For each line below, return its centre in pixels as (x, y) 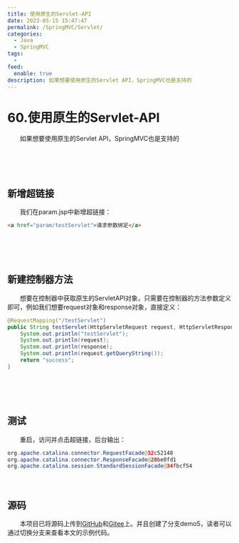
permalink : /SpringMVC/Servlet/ (55, 27)
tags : (15, 54)
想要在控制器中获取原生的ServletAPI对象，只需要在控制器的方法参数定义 (126, 298)
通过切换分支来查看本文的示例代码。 (60, 533)
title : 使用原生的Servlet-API (49, 14)
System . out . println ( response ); (67, 347)
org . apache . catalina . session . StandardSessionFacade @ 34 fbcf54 (100, 466)
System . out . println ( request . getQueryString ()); (92, 354)
